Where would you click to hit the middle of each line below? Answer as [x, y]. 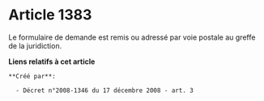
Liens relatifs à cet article [52, 61]
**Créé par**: [32, 76]
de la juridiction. [35, 45]
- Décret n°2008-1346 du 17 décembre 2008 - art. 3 [105, 90]
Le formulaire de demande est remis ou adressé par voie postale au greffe [132, 37]
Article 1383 [50, 15]
